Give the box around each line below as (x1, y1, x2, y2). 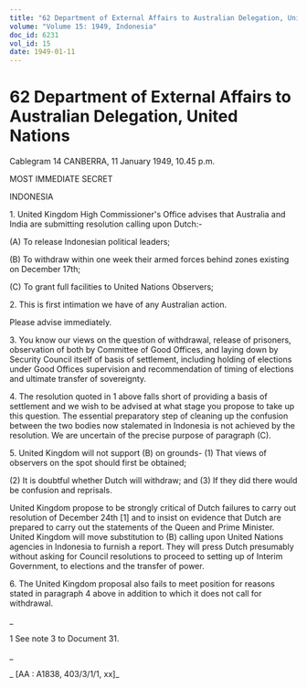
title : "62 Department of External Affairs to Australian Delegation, (9, 13, 284, 23)
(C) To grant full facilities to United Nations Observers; (9, 281, 215, 292)
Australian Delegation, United (9, 106, 238, 127)
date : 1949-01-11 (9, 48, 76, 57)
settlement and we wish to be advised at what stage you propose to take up (9, 401, 295, 412)
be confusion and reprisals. (9, 485, 112, 496)
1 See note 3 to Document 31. (9, 633, 120, 644)
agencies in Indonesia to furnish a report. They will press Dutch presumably (9, 541, 294, 553)
